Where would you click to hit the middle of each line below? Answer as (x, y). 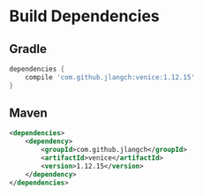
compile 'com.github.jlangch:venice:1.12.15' (110, 77)
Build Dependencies (85, 16)
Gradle (28, 49)
